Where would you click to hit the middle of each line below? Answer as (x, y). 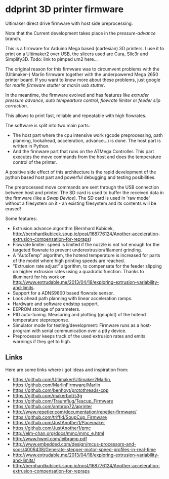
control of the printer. (35, 162)
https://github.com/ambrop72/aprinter (52, 406)
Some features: (21, 218)
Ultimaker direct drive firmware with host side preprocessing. (69, 23)
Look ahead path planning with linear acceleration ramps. (72, 298)
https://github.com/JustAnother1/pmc (52, 428)
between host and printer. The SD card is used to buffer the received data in (85, 192)
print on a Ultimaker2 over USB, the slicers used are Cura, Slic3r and (77, 54)
